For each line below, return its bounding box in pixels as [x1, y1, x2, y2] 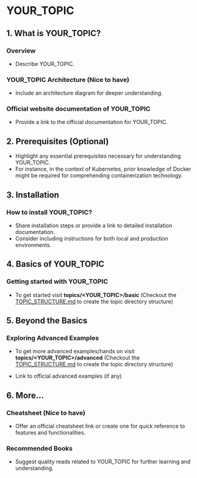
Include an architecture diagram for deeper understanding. [15, 89, 163, 97]
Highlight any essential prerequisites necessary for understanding [15, 152, 181, 160]
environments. [15, 241, 52, 248]
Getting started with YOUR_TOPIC [6, 278, 109, 286]
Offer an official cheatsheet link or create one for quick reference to [15, 422, 185, 430]
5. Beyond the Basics [6, 315, 88, 326]
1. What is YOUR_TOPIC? [6, 28, 101, 39]
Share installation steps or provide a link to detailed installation [15, 221, 173, 229]
